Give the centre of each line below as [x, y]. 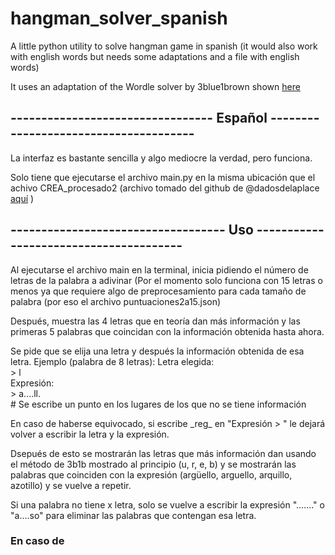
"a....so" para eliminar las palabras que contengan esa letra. [133, 515]
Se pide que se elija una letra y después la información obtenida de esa [157, 351]
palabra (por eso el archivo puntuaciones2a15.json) [116, 301]
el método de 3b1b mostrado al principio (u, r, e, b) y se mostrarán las [153, 464]
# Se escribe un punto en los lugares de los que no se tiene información [158, 404]
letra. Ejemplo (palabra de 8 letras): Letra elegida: [112, 361]
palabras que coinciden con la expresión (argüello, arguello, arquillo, [151, 474]
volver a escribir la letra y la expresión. [90, 434]
